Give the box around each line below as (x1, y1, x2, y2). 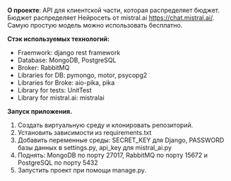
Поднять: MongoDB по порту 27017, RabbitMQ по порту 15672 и (17, 151, 208, 159)
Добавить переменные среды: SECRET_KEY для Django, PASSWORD (17, 136, 225, 144)
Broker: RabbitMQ (17, 64, 70, 71)
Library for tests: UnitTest (17, 86, 92, 94)
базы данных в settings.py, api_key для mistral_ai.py (17, 144, 172, 151)
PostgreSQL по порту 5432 (17, 158, 99, 167)
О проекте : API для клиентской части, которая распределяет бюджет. (7, 6, 220, 14)
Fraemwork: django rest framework (17, 49, 121, 57)
